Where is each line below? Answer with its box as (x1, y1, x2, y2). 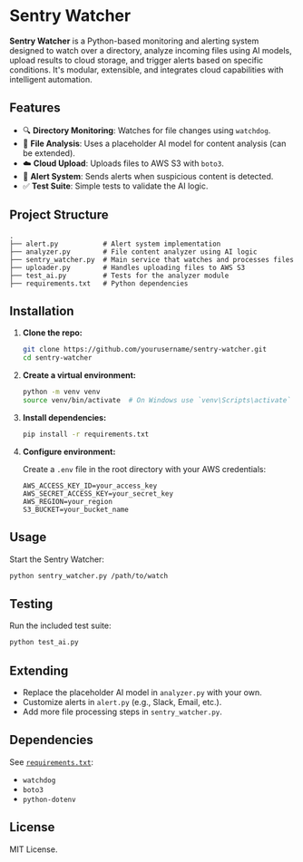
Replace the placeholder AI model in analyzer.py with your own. (22, 686, 263, 698)
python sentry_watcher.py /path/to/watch (9, 571, 169, 580)
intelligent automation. (9, 73, 93, 84)
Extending (9, 663, 69, 678)
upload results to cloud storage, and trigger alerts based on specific (9, 54, 264, 65)
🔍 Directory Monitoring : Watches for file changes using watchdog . (22, 124, 271, 136)
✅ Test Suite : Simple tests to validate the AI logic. (22, 180, 209, 191)
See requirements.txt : (9, 756, 93, 767)
